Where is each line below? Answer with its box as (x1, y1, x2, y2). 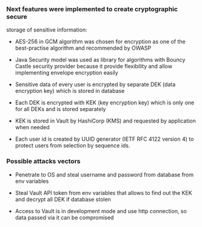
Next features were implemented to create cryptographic (6, 5, 178, 13)
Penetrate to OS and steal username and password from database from (15, 171, 194, 178)
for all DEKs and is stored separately (15, 106, 106, 113)
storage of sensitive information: (6, 26, 87, 33)
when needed (15, 124, 50, 131)
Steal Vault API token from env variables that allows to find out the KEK (15, 189, 192, 196)
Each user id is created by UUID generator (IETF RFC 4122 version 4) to (15, 135, 194, 143)
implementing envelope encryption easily (15, 69, 118, 76)
